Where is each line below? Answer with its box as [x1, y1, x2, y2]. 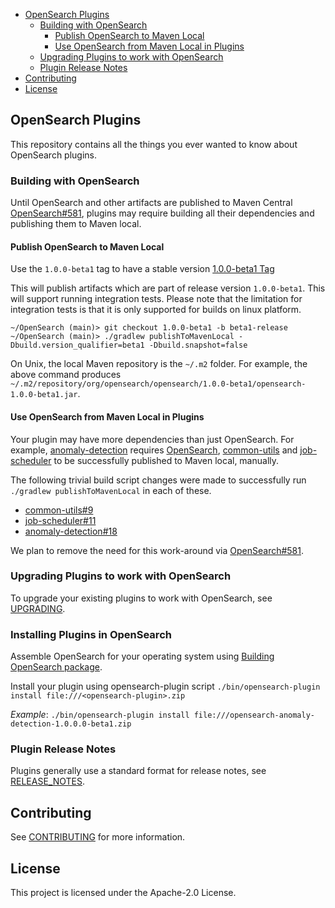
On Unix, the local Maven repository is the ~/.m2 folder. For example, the [10, 358, 308, 370]
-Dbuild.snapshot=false [148, 340, 248, 351]
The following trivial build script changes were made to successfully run [10, 474, 307, 486]
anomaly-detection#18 [24, 525, 118, 537]
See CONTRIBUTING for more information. [10, 831, 186, 843]
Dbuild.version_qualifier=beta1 [10, 340, 145, 351]
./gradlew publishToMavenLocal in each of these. [10, 484, 212, 496]
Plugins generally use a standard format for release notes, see [10, 765, 267, 777]
